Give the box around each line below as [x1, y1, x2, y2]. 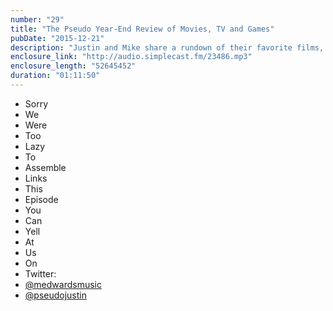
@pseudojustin [24, 289, 87, 301]
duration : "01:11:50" [10, 71, 101, 81]
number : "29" [10, 14, 65, 25]
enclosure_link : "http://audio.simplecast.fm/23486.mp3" [10, 52, 253, 62]
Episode [24, 193, 59, 205]
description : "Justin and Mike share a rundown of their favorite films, [10, 42, 325, 53]
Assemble [24, 161, 67, 173]
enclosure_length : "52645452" [10, 61, 137, 71]
